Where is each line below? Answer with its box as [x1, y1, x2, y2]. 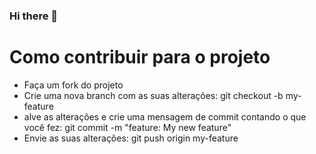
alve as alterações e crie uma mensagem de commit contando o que [23, 110, 307, 123]
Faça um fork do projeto [23, 79, 124, 91]
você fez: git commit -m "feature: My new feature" [23, 121, 232, 133]
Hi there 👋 [9, 9, 59, 23]
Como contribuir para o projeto [9, 46, 271, 69]
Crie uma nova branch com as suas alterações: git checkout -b [23, 89, 284, 101]
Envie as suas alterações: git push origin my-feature [23, 132, 239, 144]
